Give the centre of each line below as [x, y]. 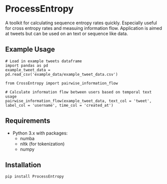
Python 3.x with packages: [40, 133]
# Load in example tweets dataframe [44, 61]
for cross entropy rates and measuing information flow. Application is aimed [84, 28]
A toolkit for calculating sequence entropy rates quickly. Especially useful [81, 23]
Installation [23, 165]
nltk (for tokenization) [42, 144]
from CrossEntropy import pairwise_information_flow [62, 83]
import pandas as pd [27, 65]
